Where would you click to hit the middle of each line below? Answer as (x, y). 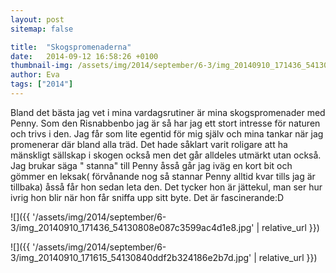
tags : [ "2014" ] (42, 84)
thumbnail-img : (42, 66)
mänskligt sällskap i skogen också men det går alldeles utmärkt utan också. (166, 155)
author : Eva (35, 75)
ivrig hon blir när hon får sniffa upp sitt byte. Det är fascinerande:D (147, 197)
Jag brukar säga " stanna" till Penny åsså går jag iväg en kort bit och (151, 165)
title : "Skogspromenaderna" (71, 47)
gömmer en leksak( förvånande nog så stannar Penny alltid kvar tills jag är (163, 176)
